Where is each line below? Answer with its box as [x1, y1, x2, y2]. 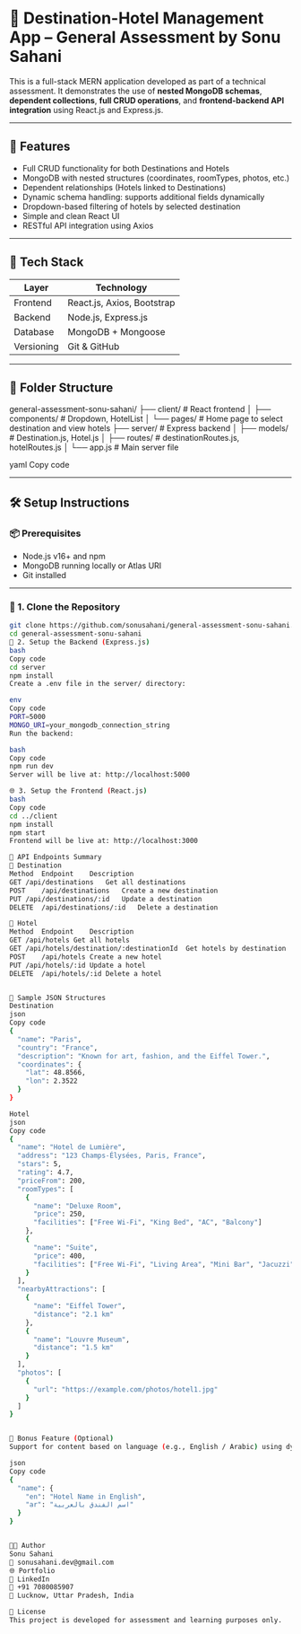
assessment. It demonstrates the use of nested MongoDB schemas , [9, 85, 262, 96]
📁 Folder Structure [9, 380, 114, 395]
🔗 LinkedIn [9, 1575, 50, 1584]
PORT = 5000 [9, 713, 47, 722]
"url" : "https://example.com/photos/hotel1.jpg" [32, 1384, 219, 1394]
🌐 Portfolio [9, 1566, 56, 1575]
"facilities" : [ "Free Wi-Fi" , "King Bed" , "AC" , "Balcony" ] [32, 1218, 262, 1227]
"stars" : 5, [17, 1160, 63, 1169]
